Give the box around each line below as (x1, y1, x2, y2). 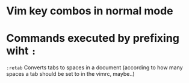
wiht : (6, 44, 37, 58)
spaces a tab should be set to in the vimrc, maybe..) (6, 70, 135, 78)
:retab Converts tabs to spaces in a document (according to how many (6, 64, 183, 71)
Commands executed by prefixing (6, 32, 179, 45)
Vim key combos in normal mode (6, 4, 173, 18)
